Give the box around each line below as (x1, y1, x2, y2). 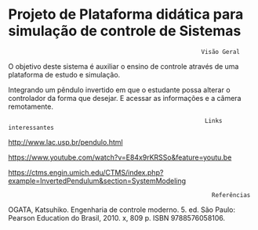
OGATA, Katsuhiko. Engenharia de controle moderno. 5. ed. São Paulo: (8, 205, 236, 214)
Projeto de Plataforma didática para (8, 5, 244, 23)
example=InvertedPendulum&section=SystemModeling (8, 176, 187, 185)
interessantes (8, 124, 55, 131)
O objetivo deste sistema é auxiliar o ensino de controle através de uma (8, 61, 239, 71)
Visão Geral (201, 48, 241, 56)
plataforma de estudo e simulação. (8, 70, 121, 79)
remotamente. (8, 102, 53, 111)
